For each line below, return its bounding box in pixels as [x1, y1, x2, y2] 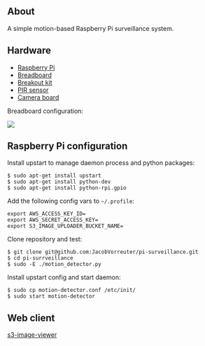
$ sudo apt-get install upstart [7, 172, 101, 180]
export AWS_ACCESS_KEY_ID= [7, 211, 86, 218]
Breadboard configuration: [7, 107, 84, 115]
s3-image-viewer [7, 331, 57, 339]
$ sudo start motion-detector [7, 293, 96, 300]
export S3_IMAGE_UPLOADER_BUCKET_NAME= [7, 222, 124, 230]
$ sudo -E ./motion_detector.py [7, 261, 101, 268]
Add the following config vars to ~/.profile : [7, 197, 134, 206]
